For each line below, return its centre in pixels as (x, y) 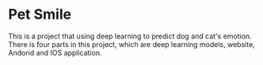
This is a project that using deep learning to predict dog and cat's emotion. (130, 36)
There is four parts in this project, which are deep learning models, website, (131, 44)
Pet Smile (40, 14)
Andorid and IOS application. (55, 52)
